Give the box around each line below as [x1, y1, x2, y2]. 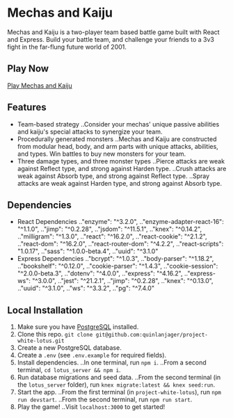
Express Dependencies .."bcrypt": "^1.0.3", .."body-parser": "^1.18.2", [17, 255, 214, 263]
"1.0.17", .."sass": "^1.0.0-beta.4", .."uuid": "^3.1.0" [17, 247, 159, 255]
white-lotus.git [17, 337, 65, 345]
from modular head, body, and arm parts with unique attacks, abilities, [17, 142, 219, 150]
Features [7, 102, 47, 113]
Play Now [7, 63, 49, 74]
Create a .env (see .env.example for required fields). [17, 351, 167, 360]
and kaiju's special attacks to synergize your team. [17, 127, 163, 136]
